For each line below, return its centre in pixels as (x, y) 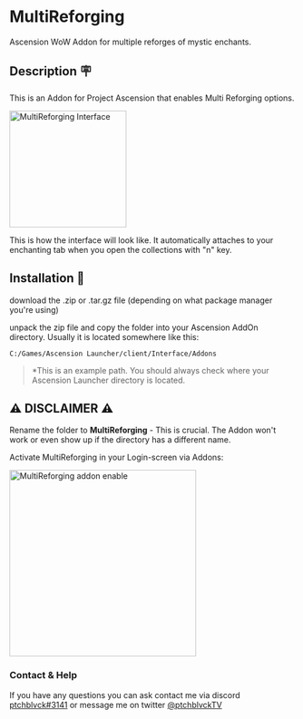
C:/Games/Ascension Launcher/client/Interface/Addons (113, 354)
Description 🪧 (51, 71)
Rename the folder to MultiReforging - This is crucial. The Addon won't (143, 430)
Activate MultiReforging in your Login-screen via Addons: (117, 457)
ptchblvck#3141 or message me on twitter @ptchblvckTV (116, 704)
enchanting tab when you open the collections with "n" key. (121, 249)
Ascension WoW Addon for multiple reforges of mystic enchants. (131, 42)
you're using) (34, 309)
